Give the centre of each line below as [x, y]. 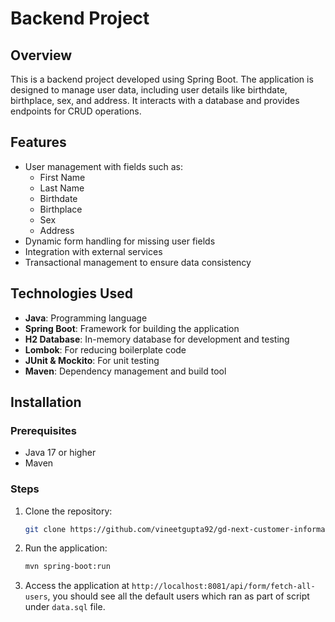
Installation [46, 402]
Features [38, 142]
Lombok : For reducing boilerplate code [105, 349]
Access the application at [77, 586]
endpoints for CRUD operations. [76, 111]
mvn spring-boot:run [67, 567]
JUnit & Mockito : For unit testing [92, 360]
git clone [45, 529]
